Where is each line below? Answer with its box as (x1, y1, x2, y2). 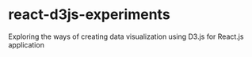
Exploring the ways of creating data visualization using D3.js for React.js (8, 32, 244, 41)
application (8, 40, 45, 49)
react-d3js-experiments (8, 6, 170, 24)
